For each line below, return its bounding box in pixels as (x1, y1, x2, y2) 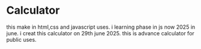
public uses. (6, 36, 37, 43)
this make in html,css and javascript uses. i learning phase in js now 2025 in (6, 23, 196, 30)
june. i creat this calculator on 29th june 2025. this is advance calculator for (6, 29, 195, 36)
